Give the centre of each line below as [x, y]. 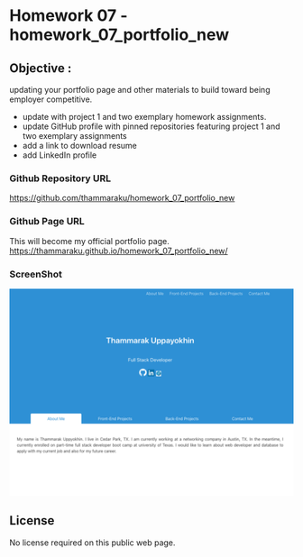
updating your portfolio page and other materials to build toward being [140, 90]
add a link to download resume [80, 146]
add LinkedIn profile [60, 155]
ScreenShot [36, 274]
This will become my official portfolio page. [89, 241]
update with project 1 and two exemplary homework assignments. [144, 117]
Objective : [41, 68]
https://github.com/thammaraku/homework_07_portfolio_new [122, 198]
